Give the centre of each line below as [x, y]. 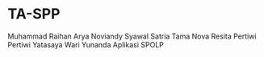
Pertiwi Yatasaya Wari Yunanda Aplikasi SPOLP [86, 44]
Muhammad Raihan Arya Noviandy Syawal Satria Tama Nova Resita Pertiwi [132, 36]
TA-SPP [34, 14]
